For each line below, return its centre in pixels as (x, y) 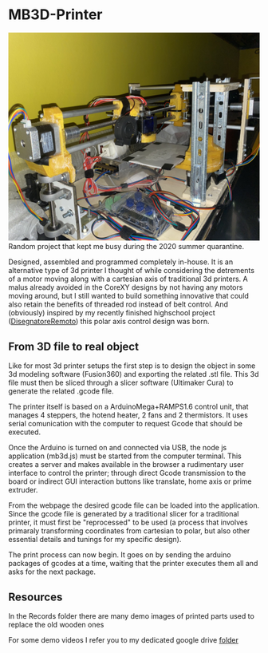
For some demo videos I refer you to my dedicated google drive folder (124, 639)
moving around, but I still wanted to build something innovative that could (129, 296)
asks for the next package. (52, 572)
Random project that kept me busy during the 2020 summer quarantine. (126, 247)
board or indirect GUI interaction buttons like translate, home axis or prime (130, 481)
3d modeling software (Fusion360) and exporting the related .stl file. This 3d (134, 374)
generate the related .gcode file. (61, 391)
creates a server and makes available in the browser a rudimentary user (126, 465)
